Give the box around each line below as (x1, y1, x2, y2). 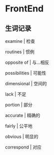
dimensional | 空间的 (5, 81, 47, 86)
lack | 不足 (5, 91, 26, 97)
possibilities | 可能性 (5, 70, 46, 76)
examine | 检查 (5, 38, 35, 44)
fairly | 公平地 (5, 123, 33, 129)
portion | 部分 (5, 102, 33, 108)
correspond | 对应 (5, 144, 42, 150)
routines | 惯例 (5, 49, 35, 55)
